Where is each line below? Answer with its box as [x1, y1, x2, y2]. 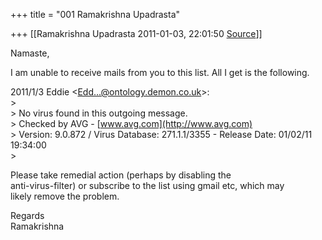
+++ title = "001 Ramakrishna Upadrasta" [10, 9, 181, 20]
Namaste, [10, 47, 50, 59]
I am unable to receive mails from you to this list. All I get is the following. [10, 67, 310, 78]
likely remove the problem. [10, 190, 120, 202]
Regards [10, 210, 45, 221]
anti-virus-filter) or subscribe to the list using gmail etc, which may [10, 180, 285, 191]
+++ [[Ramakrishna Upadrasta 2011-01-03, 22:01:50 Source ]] [10, 28, 263, 39]
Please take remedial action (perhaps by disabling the [10, 169, 232, 181]
